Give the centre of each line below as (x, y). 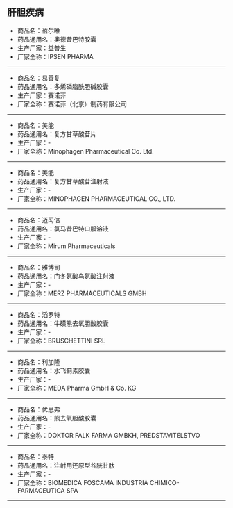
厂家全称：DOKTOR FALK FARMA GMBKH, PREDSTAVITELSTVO (109, 435)
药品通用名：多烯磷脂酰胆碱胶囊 (63, 86)
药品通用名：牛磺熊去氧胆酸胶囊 (63, 323)
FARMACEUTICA (41, 490)
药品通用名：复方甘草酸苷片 (57, 133)
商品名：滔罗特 (38, 314)
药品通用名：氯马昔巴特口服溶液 (63, 229)
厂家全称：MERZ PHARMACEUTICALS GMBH (82, 293)
